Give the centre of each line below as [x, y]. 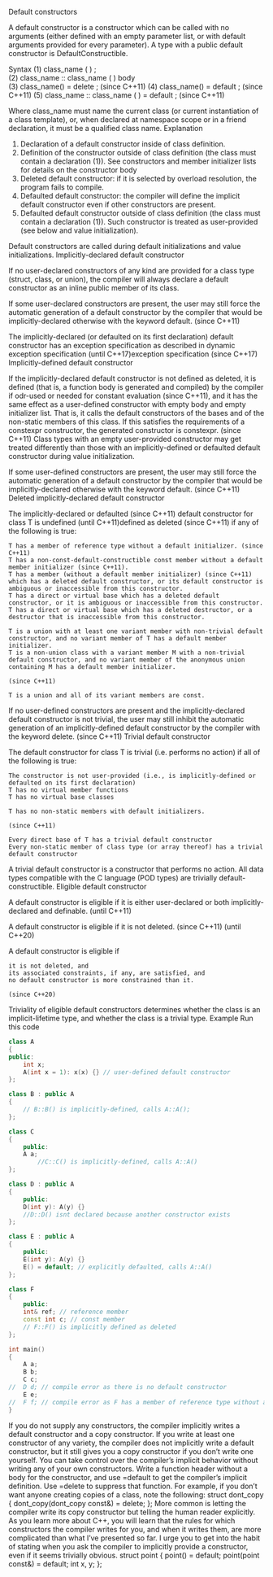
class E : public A [41, 1237]
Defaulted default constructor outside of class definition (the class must [141, 213]
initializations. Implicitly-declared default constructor [96, 255]
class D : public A [41, 1184]
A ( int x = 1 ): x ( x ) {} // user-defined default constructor [127, 1072]
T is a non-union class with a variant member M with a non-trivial [127, 653]
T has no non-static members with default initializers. [107, 811]
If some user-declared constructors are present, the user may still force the [134, 304]
